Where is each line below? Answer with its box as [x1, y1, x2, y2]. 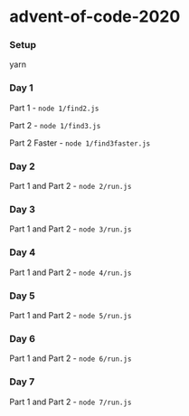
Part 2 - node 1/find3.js [9, 119, 101, 130]
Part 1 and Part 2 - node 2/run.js [9, 181, 132, 192]
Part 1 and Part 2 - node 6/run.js [9, 353, 132, 364]
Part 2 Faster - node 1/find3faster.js [9, 137, 151, 148]
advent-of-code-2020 [9, 6, 181, 27]
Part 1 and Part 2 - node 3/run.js [9, 223, 132, 234]
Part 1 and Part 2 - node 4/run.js [9, 267, 132, 278]
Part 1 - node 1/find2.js [9, 102, 99, 113]
